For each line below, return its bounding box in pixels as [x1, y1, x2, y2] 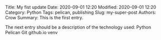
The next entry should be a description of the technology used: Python [5, 24, 151, 30]
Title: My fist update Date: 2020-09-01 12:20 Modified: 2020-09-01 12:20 [5, 4, 156, 10]
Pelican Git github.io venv [5, 30, 58, 35]
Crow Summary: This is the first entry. [5, 15, 83, 20]
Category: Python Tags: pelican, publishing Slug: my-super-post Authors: [5, 9, 156, 15]
